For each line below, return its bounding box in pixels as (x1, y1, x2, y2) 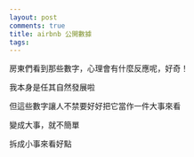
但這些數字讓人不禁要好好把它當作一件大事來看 (9, 101, 181, 112)
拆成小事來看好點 (9, 138, 72, 149)
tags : (9, 37, 29, 47)
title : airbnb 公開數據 (9, 29, 92, 38)
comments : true (9, 21, 66, 30)
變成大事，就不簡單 (9, 120, 80, 130)
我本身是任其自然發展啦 (9, 82, 95, 93)
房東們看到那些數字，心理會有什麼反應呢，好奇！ (9, 63, 189, 74)
